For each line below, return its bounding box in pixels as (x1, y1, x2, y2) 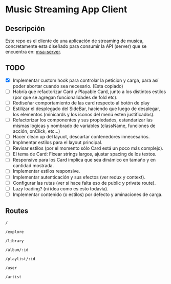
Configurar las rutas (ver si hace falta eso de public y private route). (12, 180, 156, 186)
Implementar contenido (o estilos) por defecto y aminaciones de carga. (12, 191, 163, 198)
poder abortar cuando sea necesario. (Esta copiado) (12, 83, 124, 89)
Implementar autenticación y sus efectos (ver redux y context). (12, 174, 146, 180)
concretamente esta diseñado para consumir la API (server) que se (5, 43, 147, 49)
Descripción (5, 24, 45, 33)
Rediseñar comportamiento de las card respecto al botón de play (12, 99, 150, 106)
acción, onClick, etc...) (12, 128, 60, 134)
